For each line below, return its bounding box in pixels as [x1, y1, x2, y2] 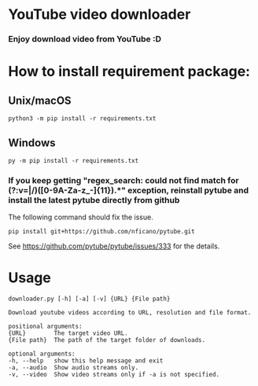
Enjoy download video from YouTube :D [8, 34, 162, 45]
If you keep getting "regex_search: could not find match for [8, 175, 239, 186]
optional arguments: [8, 350, 76, 358]
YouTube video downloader [8, 6, 191, 24]
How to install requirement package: [8, 63, 250, 80]
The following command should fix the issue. [8, 212, 153, 222]
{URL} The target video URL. [8, 329, 128, 337]
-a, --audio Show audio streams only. [8, 364, 139, 372]
